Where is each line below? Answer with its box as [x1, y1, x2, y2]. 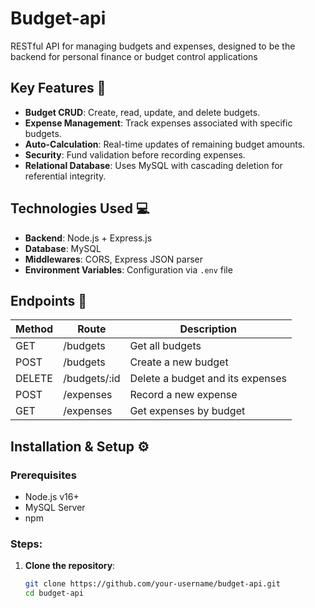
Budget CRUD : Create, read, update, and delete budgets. [24, 106, 261, 118]
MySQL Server [24, 502, 86, 514]
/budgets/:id [63, 372, 121, 386]
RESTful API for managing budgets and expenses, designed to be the [10, 40, 296, 52]
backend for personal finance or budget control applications [10, 50, 258, 62]
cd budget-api [24, 588, 84, 599]
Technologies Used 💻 [10, 200, 150, 217]
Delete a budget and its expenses [129, 372, 287, 386]
